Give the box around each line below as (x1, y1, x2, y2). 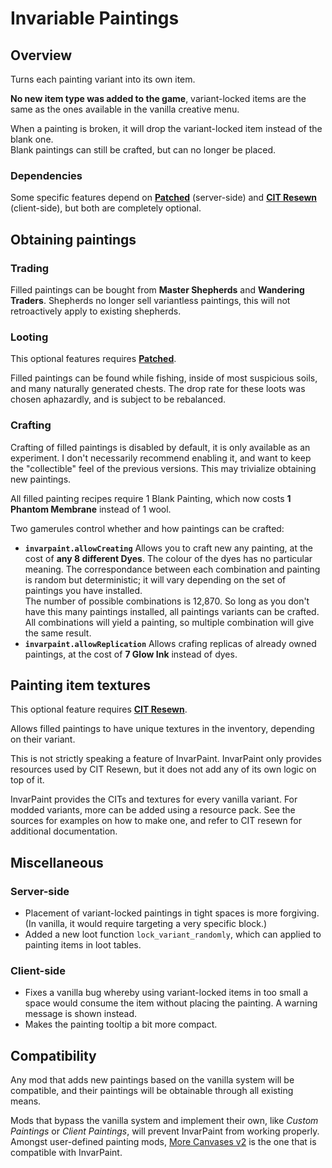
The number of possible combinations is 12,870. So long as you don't (24, 595, 310, 607)
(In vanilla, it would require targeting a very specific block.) (24, 918, 268, 930)
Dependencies (10, 168, 83, 182)
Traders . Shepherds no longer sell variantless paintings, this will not (10, 294, 291, 306)
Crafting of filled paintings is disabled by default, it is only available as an (10, 441, 311, 453)
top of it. (10, 774, 45, 786)
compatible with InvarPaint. (10, 1147, 123, 1159)
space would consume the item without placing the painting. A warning (24, 997, 318, 1009)
